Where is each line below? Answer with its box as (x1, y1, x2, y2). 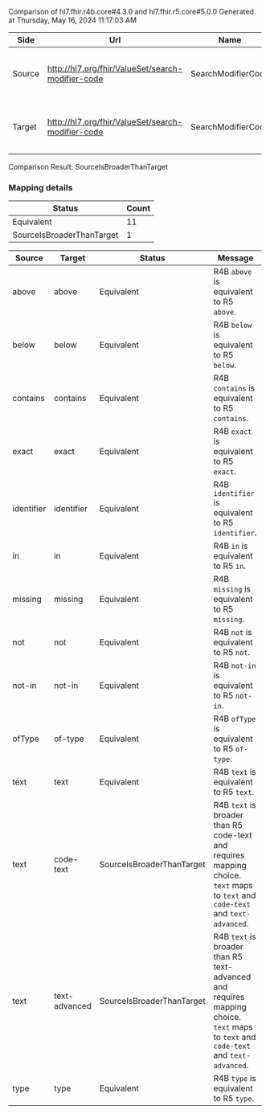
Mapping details (8, 182, 73, 193)
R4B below (213, 319, 252, 330)
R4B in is (213, 540, 248, 551)
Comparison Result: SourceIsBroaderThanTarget (8, 162, 169, 171)
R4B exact (213, 426, 252, 437)
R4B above (213, 266, 252, 277)
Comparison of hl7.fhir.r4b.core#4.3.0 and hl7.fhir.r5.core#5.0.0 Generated (8, 7, 255, 16)
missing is (213, 584, 252, 595)
